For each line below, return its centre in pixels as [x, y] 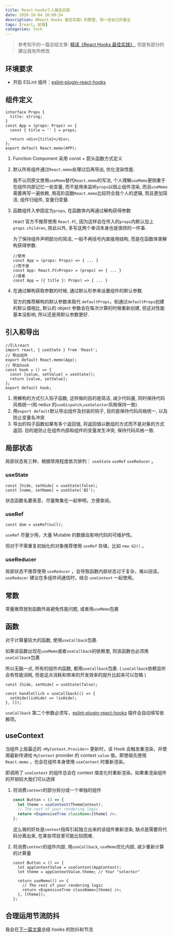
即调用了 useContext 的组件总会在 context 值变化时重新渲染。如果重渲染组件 [86, 772]
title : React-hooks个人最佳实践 [38, 10]
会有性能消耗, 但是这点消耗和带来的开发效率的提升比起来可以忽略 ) [76, 674]
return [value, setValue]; [39, 379]
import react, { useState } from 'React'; [51, 350]
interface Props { [25, 112]
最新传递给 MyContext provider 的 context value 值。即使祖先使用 [78, 755]
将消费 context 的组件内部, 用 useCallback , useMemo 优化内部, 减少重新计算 [88, 847]
